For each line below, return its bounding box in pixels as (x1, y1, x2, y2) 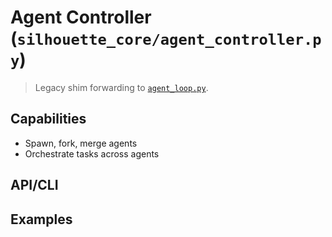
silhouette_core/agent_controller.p (16, 31, 322, 50)
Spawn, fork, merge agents (24, 137, 138, 149)
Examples (10, 211, 73, 228)
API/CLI (10, 177, 59, 194)
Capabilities (10, 111, 87, 128)
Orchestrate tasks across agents (24, 147, 160, 160)
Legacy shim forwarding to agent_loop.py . (34, 81, 209, 93)
